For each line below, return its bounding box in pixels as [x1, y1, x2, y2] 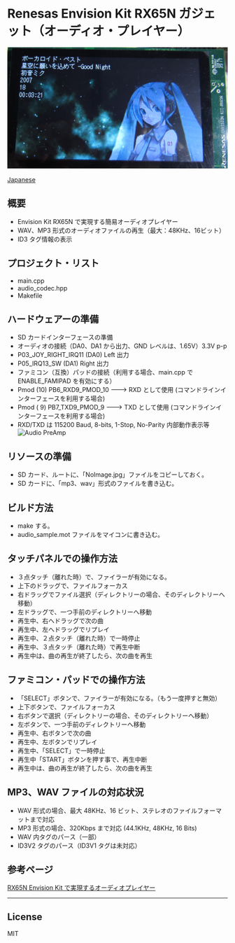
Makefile [17, 291, 43, 300]
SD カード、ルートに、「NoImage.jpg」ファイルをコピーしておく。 [17, 470, 208, 479]
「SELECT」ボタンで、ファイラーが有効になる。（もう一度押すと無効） [17, 694, 222, 702]
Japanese [7, 176, 36, 184]
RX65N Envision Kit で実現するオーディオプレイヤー [7, 883, 156, 892]
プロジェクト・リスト [7, 258, 99, 270]
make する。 [17, 522, 54, 530]
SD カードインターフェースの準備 [17, 333, 113, 342]
